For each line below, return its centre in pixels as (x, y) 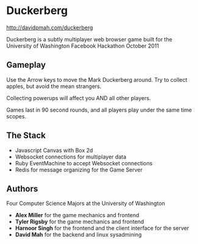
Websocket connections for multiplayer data (71, 157)
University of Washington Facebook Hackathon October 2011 (83, 46)
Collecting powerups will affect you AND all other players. (79, 98)
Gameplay (26, 65)
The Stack (26, 136)
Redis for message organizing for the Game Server (79, 170)
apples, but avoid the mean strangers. (54, 86)
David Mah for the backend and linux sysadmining (78, 235)
